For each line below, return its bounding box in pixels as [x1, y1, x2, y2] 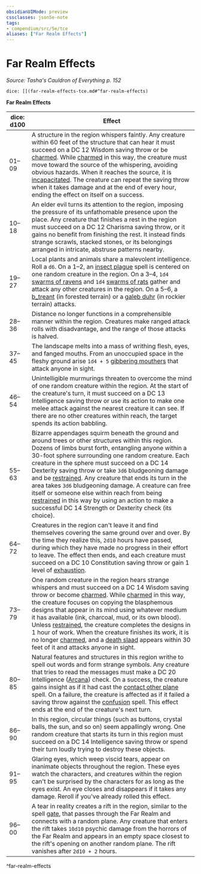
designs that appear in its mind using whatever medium [32, 606, 187, 614]
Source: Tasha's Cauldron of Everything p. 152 [6, 77, 121, 84]
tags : [6, 20, 20, 26]
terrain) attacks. [32, 300, 77, 309]
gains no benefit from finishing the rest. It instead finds [32, 230, 185, 239]
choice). [32, 511, 55, 520]
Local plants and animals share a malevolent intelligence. [32, 255, 191, 264]
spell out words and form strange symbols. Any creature [32, 661, 190, 669]
